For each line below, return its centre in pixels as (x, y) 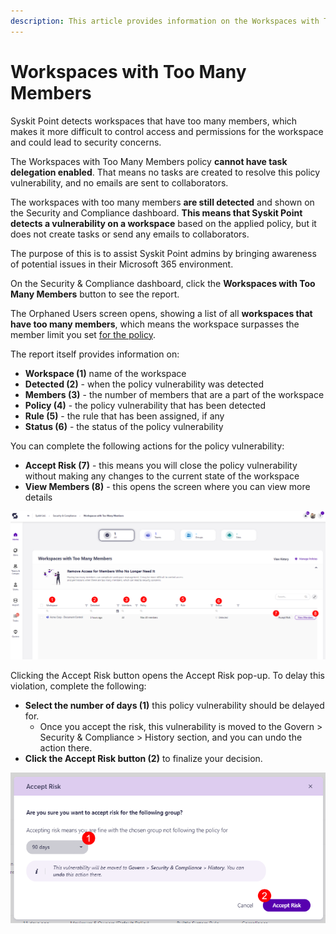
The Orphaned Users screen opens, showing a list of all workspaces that (161, 313)
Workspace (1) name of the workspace (105, 373)
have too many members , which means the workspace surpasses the (155, 324)
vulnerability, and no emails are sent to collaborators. (119, 182)
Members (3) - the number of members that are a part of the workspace (174, 394)
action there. (66, 748)
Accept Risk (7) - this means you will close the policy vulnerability (161, 465)
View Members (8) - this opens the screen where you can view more (167, 486)
